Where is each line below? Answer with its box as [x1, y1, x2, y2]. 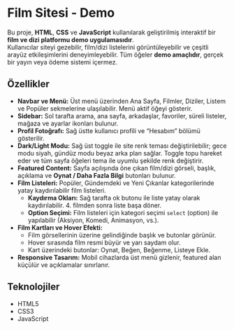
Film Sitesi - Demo [7, 5, 115, 21]
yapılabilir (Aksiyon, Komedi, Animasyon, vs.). [27, 216, 159, 224]
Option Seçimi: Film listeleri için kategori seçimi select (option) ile [27, 208, 219, 216]
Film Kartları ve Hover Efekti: [17, 223, 103, 232]
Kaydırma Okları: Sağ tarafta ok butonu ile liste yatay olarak [27, 193, 200, 202]
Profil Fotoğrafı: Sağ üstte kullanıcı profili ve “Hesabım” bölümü [17, 126, 200, 135]
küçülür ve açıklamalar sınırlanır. [17, 261, 110, 269]
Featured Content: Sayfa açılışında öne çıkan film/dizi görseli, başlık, [17, 163, 217, 172]
